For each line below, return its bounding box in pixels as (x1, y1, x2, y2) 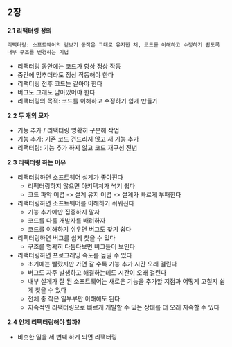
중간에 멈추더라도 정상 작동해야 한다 (17, 70, 114, 78)
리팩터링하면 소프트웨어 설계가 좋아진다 (17, 173, 123, 181)
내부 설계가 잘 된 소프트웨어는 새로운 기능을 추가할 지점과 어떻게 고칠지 (27, 277, 218, 285)
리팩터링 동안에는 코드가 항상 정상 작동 (17, 62, 121, 70)
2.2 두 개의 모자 (7, 111, 50, 119)
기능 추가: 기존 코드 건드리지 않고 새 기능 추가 (17, 135, 140, 143)
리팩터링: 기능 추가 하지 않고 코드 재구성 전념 (17, 143, 138, 151)
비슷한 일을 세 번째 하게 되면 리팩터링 (17, 332, 118, 341)
